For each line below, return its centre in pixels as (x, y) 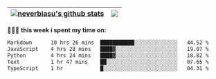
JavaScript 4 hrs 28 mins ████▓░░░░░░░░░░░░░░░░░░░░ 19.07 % (108, 49)
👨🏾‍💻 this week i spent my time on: (57, 30)
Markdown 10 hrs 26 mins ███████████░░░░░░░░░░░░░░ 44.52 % (108, 43)
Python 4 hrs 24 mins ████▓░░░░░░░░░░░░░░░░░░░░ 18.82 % (108, 55)
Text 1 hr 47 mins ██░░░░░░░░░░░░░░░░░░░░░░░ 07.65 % (108, 62)
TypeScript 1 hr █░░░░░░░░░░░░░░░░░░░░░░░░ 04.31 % (108, 68)
